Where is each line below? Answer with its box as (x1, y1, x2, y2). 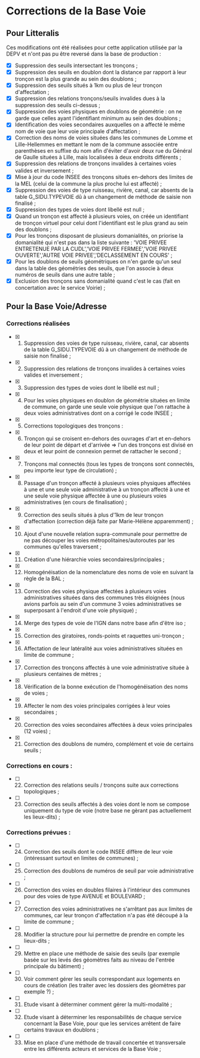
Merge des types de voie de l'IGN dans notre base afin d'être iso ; (23, 619, 186, 626)
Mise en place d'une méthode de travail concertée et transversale (23, 1039, 186, 1046)
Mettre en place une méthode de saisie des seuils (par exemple (23, 950, 180, 957)
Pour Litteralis (6, 28, 60, 38)
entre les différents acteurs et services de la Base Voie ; (23, 1045, 161, 1053)
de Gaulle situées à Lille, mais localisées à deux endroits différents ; (14, 154, 181, 161)
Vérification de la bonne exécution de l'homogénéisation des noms (23, 683, 188, 690)
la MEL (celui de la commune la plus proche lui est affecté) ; (14, 180, 162, 187)
